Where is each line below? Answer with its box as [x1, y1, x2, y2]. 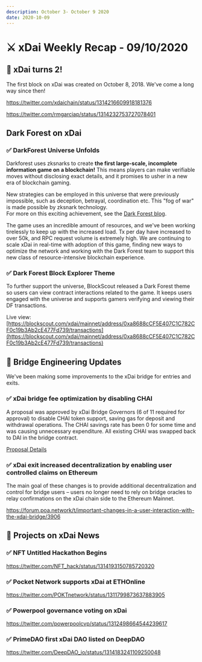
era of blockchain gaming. [6, 179, 71, 186]
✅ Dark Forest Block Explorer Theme [6, 269, 116, 277]
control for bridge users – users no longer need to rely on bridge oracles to [6, 488, 192, 496]
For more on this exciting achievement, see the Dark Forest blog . [6, 210, 167, 218]
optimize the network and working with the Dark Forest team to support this [6, 247, 195, 255]
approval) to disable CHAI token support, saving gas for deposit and [6, 415, 175, 422]
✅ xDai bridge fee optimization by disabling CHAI [6, 394, 153, 403]
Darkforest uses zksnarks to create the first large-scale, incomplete [6, 160, 177, 167]
